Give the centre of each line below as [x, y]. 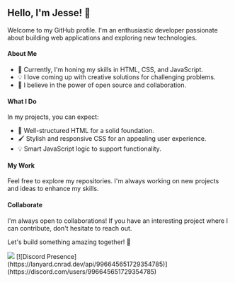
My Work [21, 165]
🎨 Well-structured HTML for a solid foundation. [86, 131]
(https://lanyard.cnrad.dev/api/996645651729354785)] [87, 264]
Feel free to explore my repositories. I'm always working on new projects [113, 181]
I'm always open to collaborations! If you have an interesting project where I [118, 221]
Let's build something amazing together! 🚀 [69, 242]
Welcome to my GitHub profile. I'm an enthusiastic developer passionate [113, 30]
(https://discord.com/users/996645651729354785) [82, 271]
